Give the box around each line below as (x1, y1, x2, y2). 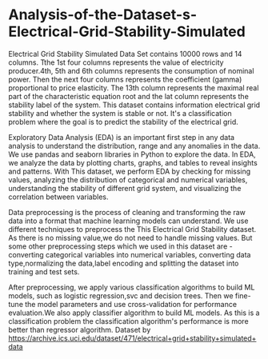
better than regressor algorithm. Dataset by (8, 325, 151, 334)
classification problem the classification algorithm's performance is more (8, 316, 250, 325)
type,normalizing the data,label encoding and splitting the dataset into (8, 258, 239, 268)
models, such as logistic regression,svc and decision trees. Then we (8, 290, 234, 301)
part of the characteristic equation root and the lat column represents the (8, 91, 250, 101)
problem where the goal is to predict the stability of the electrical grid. (8, 117, 238, 126)
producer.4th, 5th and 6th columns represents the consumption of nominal (8, 66, 254, 75)
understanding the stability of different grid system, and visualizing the (8, 183, 242, 193)
